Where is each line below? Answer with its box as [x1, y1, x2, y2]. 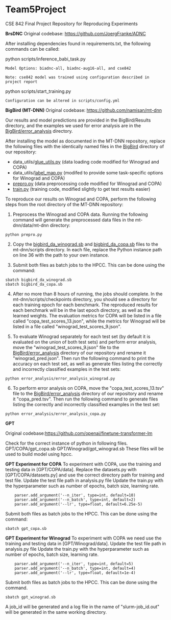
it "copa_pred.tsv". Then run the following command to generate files [12, 396, 158, 402]
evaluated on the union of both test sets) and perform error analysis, [12, 338, 157, 345]
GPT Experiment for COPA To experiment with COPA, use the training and [5, 461, 161, 467]
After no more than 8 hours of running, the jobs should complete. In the [12, 291, 163, 297]
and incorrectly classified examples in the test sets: [12, 366, 121, 372]
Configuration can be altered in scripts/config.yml [5, 98, 120, 103]
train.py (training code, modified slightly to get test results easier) [12, 186, 151, 192]
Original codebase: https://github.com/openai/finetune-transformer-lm [5, 430, 153, 436]
